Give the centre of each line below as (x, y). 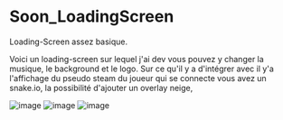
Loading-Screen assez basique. (69, 42)
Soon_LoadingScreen (92, 17)
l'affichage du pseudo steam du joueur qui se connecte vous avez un (138, 78)
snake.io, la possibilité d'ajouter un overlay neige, (101, 88)
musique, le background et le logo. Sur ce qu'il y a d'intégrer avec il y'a (141, 69)
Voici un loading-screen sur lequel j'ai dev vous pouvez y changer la (137, 59)
